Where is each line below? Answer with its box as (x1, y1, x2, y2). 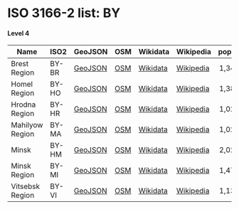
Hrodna (11, 100, 36, 109)
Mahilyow (11, 120, 43, 130)
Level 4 (7, 28, 30, 37)
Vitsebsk (11, 181, 41, 191)
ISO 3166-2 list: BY (7, 5, 121, 21)
